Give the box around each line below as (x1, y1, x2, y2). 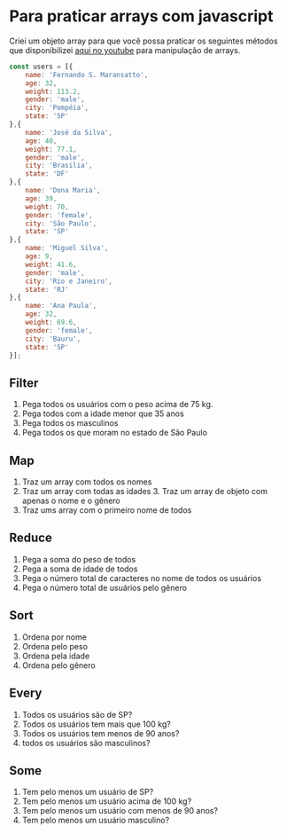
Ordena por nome (21, 632, 87, 642)
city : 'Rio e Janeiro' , (25, 277, 113, 286)
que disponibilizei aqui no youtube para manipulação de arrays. (9, 44, 241, 55)
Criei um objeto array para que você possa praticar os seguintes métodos (9, 35, 278, 46)
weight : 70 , (25, 202, 69, 211)
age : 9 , (25, 252, 53, 261)
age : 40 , (25, 136, 58, 146)
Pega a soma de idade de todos (21, 563, 138, 574)
